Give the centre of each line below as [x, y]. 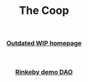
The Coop [44, 11]
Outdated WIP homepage [44, 43]
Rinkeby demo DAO [44, 72]
